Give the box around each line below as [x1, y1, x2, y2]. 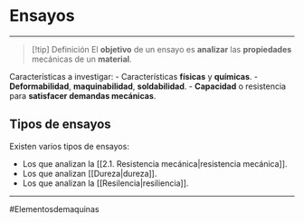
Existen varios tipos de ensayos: [9, 141, 129, 151]
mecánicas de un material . [31, 53, 133, 64]
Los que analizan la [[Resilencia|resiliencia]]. [22, 178, 189, 189]
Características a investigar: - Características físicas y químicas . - [9, 71, 258, 82]
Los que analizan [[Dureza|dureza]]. [22, 168, 157, 179]
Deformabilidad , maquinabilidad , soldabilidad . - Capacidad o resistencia [9, 81, 287, 92]
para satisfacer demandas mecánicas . [9, 90, 157, 101]
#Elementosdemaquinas [9, 203, 100, 214]
